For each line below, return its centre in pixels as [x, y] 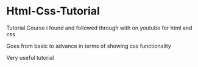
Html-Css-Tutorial [53, 11]
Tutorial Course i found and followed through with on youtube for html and [99, 28]
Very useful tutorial [30, 57]
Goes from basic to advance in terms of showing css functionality [89, 46]
